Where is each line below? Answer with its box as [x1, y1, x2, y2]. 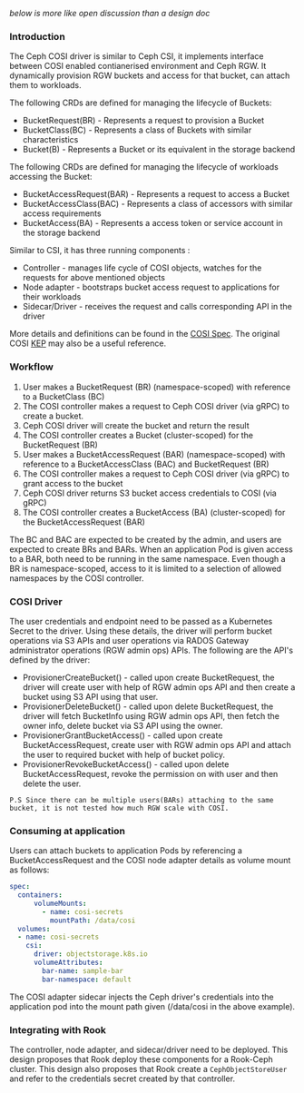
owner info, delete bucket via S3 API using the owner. [22, 720, 223, 731]
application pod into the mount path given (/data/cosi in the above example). [9, 1000, 296, 1011]
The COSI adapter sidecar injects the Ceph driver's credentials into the [9, 991, 274, 1002]
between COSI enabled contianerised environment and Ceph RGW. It [9, 61, 267, 72]
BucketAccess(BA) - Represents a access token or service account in [22, 218, 283, 229]
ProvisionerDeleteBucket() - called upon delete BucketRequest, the [22, 701, 274, 712]
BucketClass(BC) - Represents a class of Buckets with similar [22, 124, 252, 135]
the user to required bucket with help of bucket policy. [22, 749, 225, 760]
